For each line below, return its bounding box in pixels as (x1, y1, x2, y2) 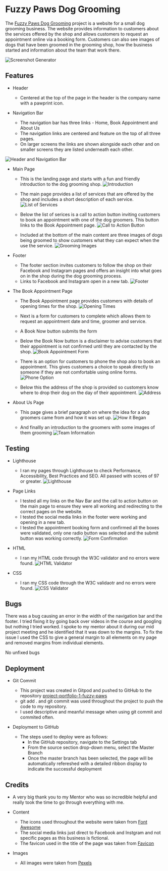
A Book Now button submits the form (20, 328, 97, 334)
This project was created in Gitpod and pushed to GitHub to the (20, 687, 152, 693)
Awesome (20, 824, 41, 830)
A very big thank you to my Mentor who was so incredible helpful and (12, 794, 157, 800)
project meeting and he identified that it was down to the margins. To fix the (5, 629, 163, 635)
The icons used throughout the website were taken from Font (20, 819, 148, 825)
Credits (5, 781, 29, 789)
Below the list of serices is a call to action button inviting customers (20, 211, 160, 217)
